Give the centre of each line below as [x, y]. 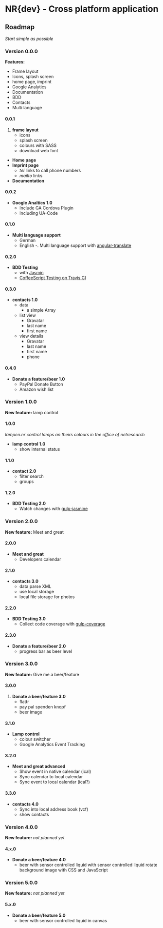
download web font [39, 150]
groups [27, 482]
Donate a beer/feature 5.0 [39, 915]
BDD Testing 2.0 [29, 504]
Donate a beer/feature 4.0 [39, 860]
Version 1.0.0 [21, 402]
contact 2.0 [24, 471]
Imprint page [25, 165]
